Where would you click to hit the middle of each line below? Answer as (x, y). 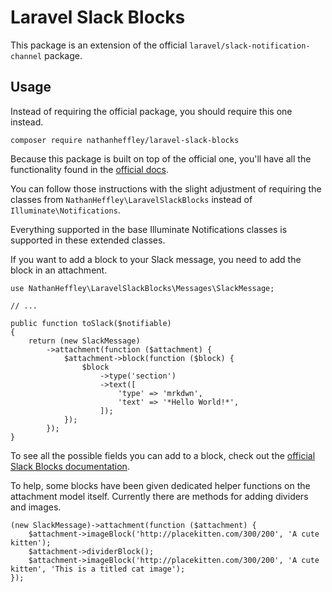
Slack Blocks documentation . (70, 466)
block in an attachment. (59, 270)
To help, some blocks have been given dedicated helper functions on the (160, 485)
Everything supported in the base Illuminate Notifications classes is (149, 229)
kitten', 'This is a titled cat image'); (98, 569)
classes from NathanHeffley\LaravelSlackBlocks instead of (131, 199)
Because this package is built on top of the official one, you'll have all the (161, 158)
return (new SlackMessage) (84, 341)
